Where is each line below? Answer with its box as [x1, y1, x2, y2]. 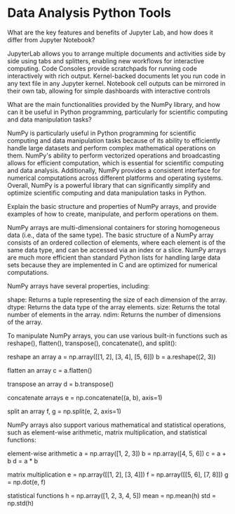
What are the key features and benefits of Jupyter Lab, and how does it [7, 28, 214, 37]
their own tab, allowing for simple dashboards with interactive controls [7, 86, 210, 95]
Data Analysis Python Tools [7, 5, 172, 21]
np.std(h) [7, 499, 34, 507]
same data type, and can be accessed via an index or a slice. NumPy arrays [7, 245, 227, 254]
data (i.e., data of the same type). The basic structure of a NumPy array [7, 231, 214, 239]
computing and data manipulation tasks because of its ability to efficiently [7, 136, 221, 145]
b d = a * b [7, 456, 39, 465]
